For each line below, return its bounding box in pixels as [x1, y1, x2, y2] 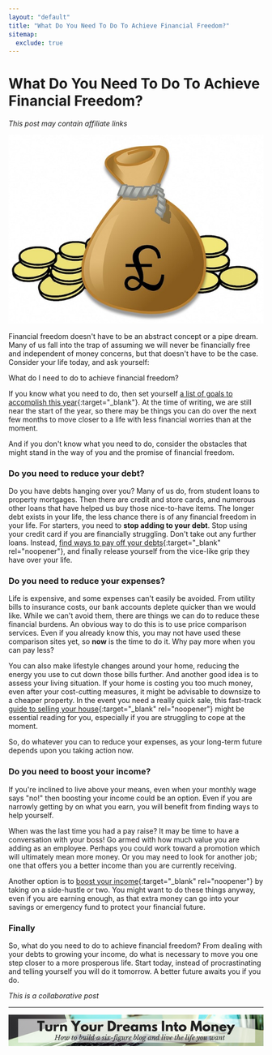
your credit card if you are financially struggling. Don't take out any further [8, 530, 257, 538]
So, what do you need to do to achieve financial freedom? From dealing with [8, 941, 263, 950]
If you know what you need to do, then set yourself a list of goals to [8, 388, 233, 398]
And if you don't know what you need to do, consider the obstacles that [8, 439, 248, 448]
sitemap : [8, 30, 38, 38]
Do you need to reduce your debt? [8, 467, 145, 478]
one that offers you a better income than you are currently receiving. [8, 860, 237, 870]
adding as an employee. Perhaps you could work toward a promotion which [8, 843, 261, 853]
